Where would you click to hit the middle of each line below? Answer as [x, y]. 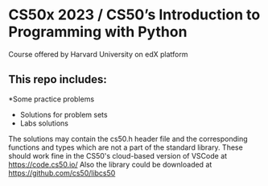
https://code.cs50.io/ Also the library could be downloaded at [110, 164]
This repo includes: [58, 79]
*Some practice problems [52, 99]
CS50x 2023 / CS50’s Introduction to [134, 15]
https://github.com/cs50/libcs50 [62, 173]
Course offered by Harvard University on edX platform [98, 54]
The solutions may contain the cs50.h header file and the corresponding [128, 138]
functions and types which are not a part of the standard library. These [126, 147]
